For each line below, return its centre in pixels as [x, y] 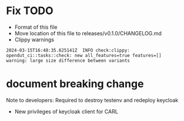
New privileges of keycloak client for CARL [66, 111]
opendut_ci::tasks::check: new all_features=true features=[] [84, 55]
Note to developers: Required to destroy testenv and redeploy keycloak [92, 100]
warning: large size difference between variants [68, 60]
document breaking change [75, 84]
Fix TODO [30, 11]
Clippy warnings [34, 39]
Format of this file [36, 27]
